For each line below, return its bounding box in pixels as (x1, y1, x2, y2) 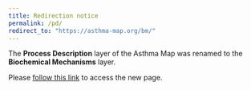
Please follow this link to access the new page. (8, 73, 163, 83)
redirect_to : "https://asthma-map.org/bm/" (8, 27, 156, 35)
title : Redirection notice (8, 11, 99, 20)
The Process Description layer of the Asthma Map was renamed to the (8, 49, 243, 59)
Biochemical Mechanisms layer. (8, 57, 116, 67)
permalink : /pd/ (8, 19, 63, 27)
